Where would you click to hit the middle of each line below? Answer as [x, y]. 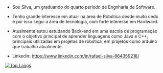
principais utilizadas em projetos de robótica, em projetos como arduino [85, 41]
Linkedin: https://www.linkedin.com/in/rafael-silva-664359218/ [76, 56]
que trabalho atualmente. [37, 46]
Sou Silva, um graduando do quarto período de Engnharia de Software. [84, 7]
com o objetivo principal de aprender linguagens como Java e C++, [80, 36]
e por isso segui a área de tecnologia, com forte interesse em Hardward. [85, 22]
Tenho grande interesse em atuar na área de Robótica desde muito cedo [85, 16]
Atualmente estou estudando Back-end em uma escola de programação [85, 31]
